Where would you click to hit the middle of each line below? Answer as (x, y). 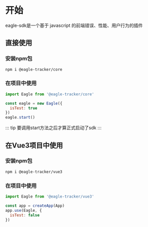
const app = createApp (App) (35, 206)
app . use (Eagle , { (24, 210)
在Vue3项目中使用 (34, 145)
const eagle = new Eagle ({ (34, 103)
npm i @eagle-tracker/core (34, 69)
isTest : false (25, 215)
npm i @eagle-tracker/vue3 (34, 172)
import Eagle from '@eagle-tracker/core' (50, 94)
